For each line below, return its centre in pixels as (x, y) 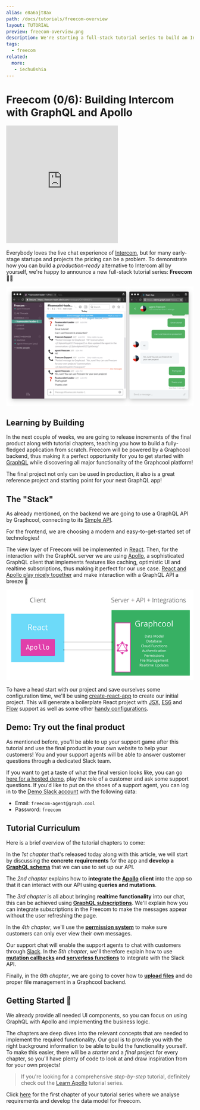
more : (18, 63)
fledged (16, 450)
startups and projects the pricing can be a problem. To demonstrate (104, 259)
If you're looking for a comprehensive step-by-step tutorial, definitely (105, 1077)
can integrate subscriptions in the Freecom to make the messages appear (96, 909)
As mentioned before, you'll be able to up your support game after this (92, 742)
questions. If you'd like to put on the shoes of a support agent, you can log (98, 785)
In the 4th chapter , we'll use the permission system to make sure (87, 927)
